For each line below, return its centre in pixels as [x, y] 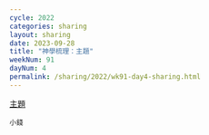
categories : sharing [49, 26]
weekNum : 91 [32, 60]
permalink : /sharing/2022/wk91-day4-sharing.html [105, 77]
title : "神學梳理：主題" [51, 52]
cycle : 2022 [32, 18]
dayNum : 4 [28, 69]
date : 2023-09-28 [42, 43]
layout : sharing [40, 34]
